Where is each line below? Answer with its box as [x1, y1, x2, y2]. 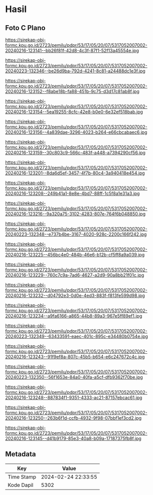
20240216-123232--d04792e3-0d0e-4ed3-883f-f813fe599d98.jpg [5, 292, 145, 299]
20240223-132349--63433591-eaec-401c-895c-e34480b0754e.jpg [5, 333, 148, 339]
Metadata [5, 450, 36, 458]
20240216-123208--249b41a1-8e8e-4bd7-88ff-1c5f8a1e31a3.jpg [5, 190, 140, 196]
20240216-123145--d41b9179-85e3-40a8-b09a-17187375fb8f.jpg [5, 436, 141, 441]
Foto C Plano [5, 24, 46, 32]
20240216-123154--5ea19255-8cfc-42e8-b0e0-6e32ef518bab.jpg [5, 109, 143, 115]
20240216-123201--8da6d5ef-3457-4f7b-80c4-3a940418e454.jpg [5, 170, 145, 176]
